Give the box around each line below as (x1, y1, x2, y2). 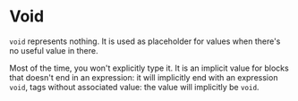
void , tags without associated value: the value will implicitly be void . (9, 81, 260, 92)
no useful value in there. (9, 45, 98, 55)
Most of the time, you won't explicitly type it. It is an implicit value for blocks (9, 63, 289, 73)
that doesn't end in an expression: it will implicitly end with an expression (9, 72, 278, 82)
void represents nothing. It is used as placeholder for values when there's (9, 36, 281, 46)
